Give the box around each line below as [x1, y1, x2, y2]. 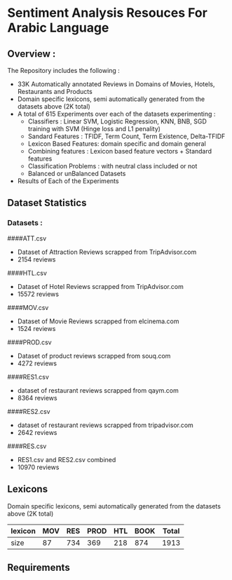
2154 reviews [17, 255, 56, 264]
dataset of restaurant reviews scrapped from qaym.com [17, 386, 179, 394]
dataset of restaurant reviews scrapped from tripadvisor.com [17, 421, 194, 429]
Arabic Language [7, 20, 109, 36]
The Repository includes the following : [7, 67, 121, 74]
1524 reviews [17, 324, 56, 332]
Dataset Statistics [7, 197, 87, 209]
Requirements [7, 561, 70, 573]
